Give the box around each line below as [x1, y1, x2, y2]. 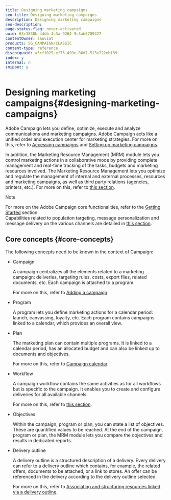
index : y [5, 55, 24, 60]
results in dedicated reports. [12, 437, 72, 443]
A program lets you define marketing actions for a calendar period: [12, 309, 153, 315]
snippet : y [5, 64, 29, 70]
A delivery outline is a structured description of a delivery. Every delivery [12, 457, 166, 463]
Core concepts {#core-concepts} [5, 235, 114, 244]
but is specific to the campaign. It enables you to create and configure [12, 386, 161, 392]
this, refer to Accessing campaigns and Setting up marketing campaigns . [5, 142, 159, 148]
